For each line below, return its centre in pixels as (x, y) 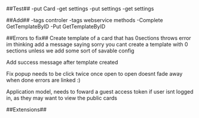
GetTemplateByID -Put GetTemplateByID (56, 27)
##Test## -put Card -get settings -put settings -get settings (80, 9)
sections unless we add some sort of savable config (70, 51)
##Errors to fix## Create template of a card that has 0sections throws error (99, 38)
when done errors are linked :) (43, 80)
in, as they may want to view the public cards (62, 98)
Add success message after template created (62, 62)
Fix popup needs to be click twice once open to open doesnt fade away (94, 74)
